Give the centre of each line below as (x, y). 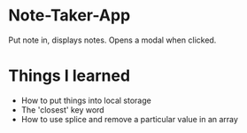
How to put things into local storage (86, 100)
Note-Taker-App (69, 16)
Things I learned (69, 76)
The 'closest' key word (62, 110)
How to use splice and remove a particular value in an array (129, 119)
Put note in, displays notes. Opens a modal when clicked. (112, 40)
